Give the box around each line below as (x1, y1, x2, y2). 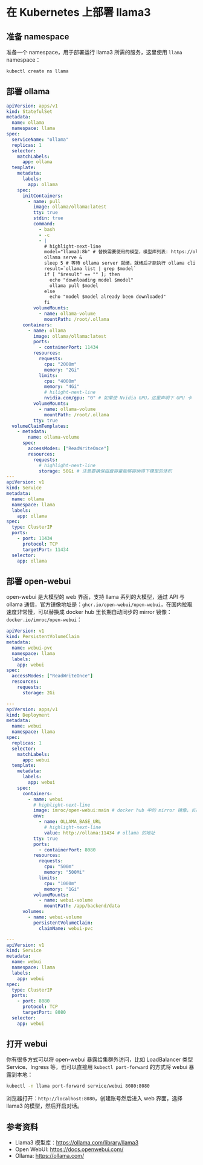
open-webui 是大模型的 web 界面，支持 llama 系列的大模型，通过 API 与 (6, 593, 185, 601)
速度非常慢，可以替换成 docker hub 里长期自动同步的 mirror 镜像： (6, 608, 172, 616)
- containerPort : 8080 (38, 847, 96, 853)
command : (33, 221, 56, 227)
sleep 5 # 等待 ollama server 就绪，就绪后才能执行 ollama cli (44, 260, 196, 266)
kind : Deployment (6, 712, 50, 718)
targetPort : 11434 (22, 546, 69, 553)
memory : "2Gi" (44, 367, 80, 373)
